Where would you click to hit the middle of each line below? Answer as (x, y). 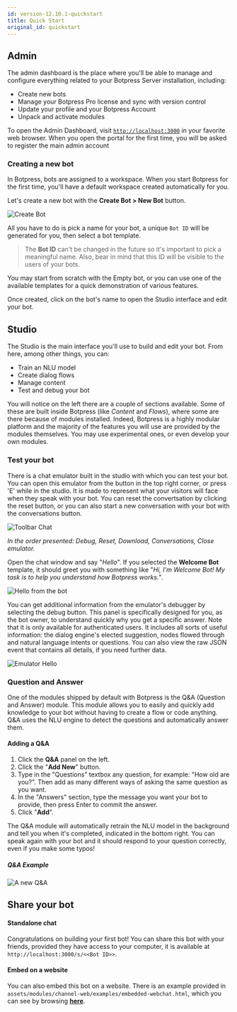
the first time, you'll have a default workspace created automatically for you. (118, 187)
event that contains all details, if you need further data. (87, 650)
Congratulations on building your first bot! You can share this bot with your (116, 939)
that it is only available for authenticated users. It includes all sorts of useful (117, 627)
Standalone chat (32, 923)
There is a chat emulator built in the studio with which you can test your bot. (118, 475)
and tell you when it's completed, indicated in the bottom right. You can (111, 833)
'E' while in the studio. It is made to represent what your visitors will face (113, 491)
